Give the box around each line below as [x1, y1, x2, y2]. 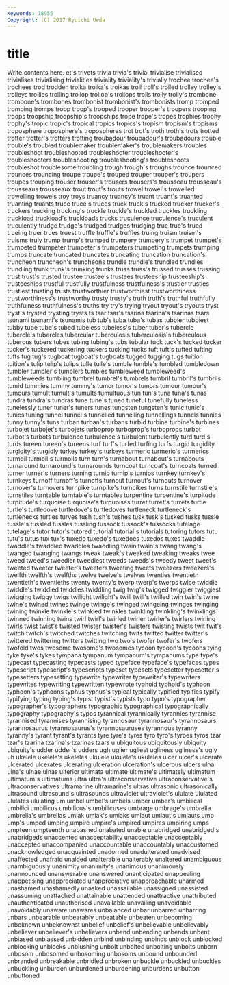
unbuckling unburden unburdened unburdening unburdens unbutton [7, 964, 200, 973]
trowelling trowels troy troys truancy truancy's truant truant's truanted [7, 193, 204, 201]
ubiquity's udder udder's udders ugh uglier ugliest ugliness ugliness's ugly [7, 746, 217, 754]
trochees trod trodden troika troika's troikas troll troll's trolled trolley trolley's [7, 83, 221, 91]
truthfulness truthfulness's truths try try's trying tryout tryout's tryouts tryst [7, 302, 219, 310]
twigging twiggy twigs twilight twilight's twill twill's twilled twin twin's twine [7, 593, 219, 601]
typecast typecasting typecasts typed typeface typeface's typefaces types [7, 659, 220, 667]
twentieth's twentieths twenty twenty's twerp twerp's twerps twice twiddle [7, 579, 218, 587]
